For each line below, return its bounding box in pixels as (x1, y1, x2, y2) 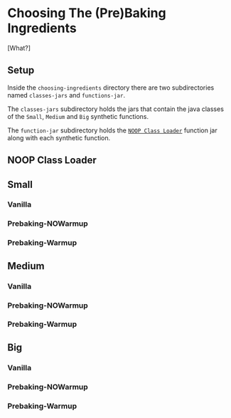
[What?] (7, 43, 31, 52)
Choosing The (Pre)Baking (7, 5, 166, 21)
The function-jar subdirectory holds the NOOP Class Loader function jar (7, 126, 218, 135)
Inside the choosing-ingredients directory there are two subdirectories (7, 83, 215, 92)
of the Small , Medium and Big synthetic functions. (7, 112, 149, 120)
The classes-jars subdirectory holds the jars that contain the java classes (7, 105, 224, 113)
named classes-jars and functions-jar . (7, 90, 126, 99)
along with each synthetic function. (7, 133, 111, 142)
